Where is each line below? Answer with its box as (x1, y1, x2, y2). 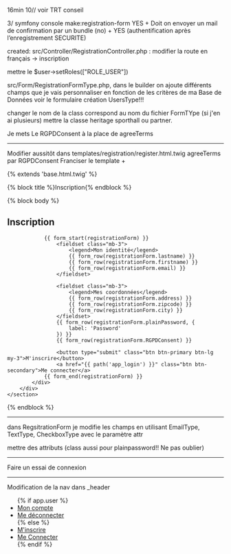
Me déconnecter (16, 511, 65, 519)
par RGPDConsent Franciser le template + (7, 157, 126, 164)
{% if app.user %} (16, 496, 69, 505)
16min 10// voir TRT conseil (7, 6, 84, 14)
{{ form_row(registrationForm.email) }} (68, 265, 186, 272)
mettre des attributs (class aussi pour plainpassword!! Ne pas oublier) (7, 443, 204, 452)
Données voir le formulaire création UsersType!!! (7, 96, 144, 104)
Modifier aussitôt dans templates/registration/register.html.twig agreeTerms (7, 149, 221, 157)
